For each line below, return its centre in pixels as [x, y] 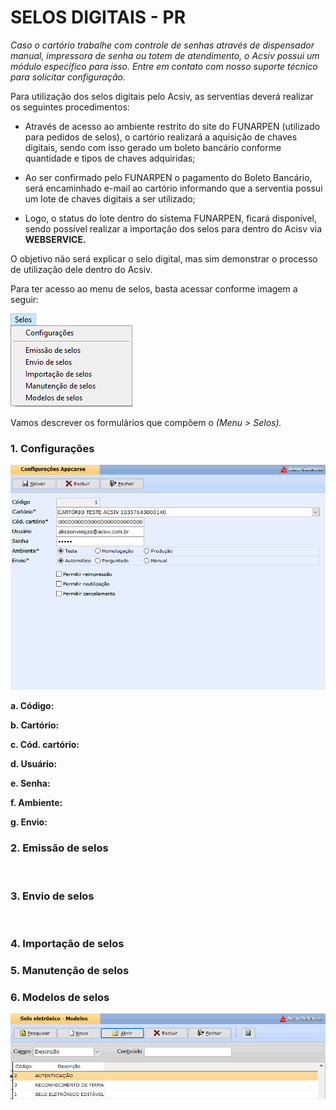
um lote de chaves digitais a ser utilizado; [110, 198]
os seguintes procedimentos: [70, 107]
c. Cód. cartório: [45, 745]
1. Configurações [52, 448]
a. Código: [32, 706]
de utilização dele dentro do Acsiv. [81, 269]
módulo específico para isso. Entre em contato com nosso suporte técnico [164, 66]
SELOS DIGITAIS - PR [98, 17]
